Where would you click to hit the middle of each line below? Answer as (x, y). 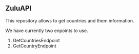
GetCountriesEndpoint (36, 40)
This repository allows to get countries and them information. (70, 20)
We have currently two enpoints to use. (47, 31)
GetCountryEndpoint (34, 46)
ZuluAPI (18, 8)
